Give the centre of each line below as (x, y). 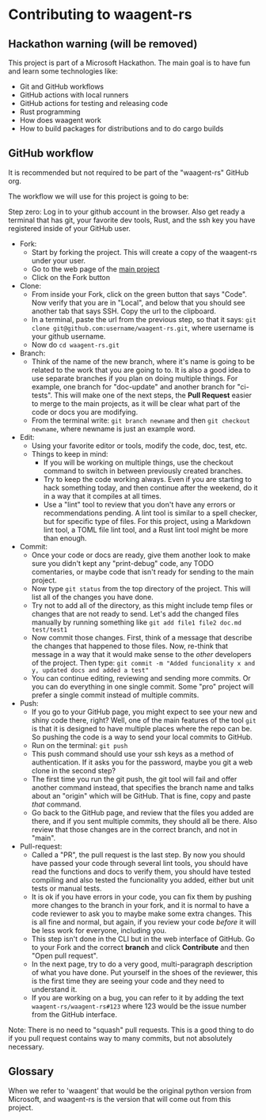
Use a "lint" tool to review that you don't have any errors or (139, 504)
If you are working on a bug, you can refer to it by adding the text (137, 997)
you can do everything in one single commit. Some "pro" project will (142, 686)
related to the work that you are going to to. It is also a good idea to (141, 370)
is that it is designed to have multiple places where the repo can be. (142, 728)
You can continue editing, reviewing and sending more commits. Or (141, 678)
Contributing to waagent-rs (100, 15)
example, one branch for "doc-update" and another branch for (133, 386)
